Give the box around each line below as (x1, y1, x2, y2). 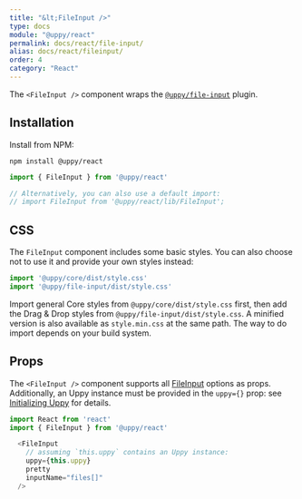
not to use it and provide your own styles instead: (9, 256, 194, 268)
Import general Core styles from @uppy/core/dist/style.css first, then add (9, 298, 287, 309)
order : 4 (9, 55, 43, 64)
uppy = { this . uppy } (25, 456, 92, 465)
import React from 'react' (9, 415, 112, 424)
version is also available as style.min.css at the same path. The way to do (9, 318, 287, 328)
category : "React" (9, 64, 79, 73)
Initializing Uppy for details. (9, 396, 112, 408)
